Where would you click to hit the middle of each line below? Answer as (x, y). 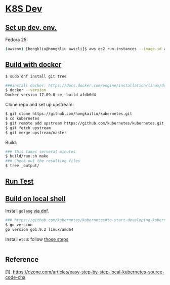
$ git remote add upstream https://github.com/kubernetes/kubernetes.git (85, 123)
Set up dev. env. (31, 28)
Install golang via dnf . (27, 211)
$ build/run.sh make (27, 156)
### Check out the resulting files (43, 161)
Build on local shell (35, 199)
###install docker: (26, 86)
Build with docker (33, 65)
